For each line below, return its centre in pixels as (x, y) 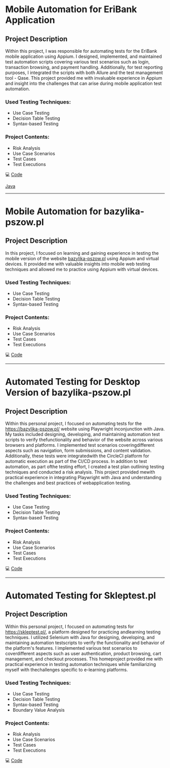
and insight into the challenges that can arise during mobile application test (83, 83)
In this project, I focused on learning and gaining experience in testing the (82, 253)
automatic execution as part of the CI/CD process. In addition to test (76, 461)
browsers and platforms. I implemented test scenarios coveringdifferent (80, 445)
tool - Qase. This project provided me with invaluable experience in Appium (84, 78)
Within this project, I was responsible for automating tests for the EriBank (81, 51)
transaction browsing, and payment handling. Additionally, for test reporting (84, 67)
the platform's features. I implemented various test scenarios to (71, 648)
